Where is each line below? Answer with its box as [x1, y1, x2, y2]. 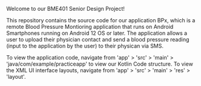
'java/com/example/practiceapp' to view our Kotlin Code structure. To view [6, 60, 194, 67]
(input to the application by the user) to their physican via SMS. [6, 42, 164, 49]
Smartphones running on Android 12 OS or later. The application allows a [6, 29, 188, 37]
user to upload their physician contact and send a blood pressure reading [6, 36, 189, 43]
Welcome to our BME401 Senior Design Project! [6, 5, 125, 12]
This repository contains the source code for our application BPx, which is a [6, 17, 196, 23]
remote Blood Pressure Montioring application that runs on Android [6, 23, 174, 30]
